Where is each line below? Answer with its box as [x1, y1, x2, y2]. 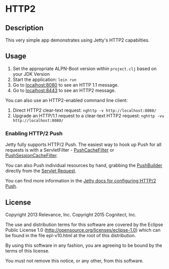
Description [5, 24, 44, 32]
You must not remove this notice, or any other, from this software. [5, 257, 144, 264]
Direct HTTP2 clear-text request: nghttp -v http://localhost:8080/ [12, 107, 157, 113]
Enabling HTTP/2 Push [5, 130, 63, 137]
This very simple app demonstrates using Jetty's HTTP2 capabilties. [5, 37, 150, 43]
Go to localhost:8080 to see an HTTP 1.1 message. [12, 81, 119, 88]
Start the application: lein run [12, 76, 77, 82]
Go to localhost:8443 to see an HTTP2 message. [12, 87, 116, 93]
